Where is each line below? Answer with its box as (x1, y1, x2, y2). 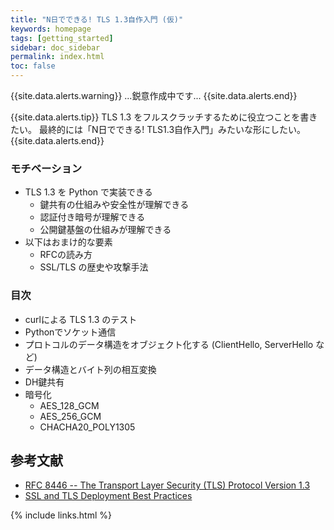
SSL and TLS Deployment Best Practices (24, 490, 193, 502)
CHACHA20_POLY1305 (39, 421, 136, 433)
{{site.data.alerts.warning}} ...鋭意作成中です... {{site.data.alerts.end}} (10, 90, 298, 101)
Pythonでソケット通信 (24, 326, 117, 338)
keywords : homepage (10, 24, 92, 34)
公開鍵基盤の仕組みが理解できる (39, 224, 172, 236)
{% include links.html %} (10, 509, 112, 521)
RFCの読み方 (39, 249, 93, 261)
